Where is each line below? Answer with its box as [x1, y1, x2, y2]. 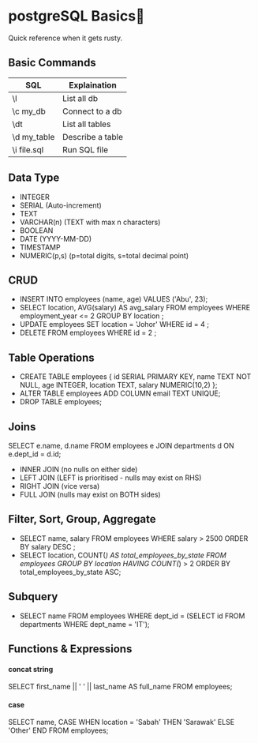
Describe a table [62, 131, 124, 142]
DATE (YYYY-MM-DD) [19, 234, 92, 243]
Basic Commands [8, 56, 96, 69]
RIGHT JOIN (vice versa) [19, 482, 100, 490]
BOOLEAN [19, 225, 54, 235]
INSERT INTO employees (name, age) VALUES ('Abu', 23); [19, 295, 208, 304]
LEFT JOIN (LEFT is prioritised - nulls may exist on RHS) [19, 473, 202, 482]
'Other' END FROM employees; [8, 726, 109, 735]
